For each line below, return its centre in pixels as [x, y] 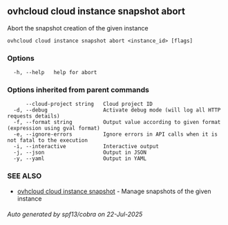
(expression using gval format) [54, 128]
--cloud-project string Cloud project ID [89, 104]
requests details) [34, 116]
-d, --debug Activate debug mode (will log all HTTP [117, 110]
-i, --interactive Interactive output [86, 147]
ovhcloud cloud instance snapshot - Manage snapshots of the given [114, 191]
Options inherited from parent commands [78, 90]
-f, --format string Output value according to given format [117, 123]
